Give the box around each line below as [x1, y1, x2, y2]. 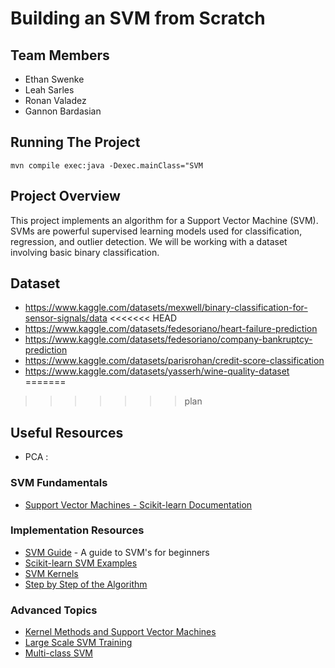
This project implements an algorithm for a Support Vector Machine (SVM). [10, 214, 319, 226]
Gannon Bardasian [24, 105, 102, 117]
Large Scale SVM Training [24, 637, 133, 649]
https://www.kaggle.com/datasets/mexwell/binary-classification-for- [24, 302, 308, 314]
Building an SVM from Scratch [10, 7, 266, 30]
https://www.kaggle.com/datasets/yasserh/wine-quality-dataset [24, 365, 290, 377]
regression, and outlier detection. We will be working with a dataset [10, 235, 288, 247]
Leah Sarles [24, 84, 75, 96]
